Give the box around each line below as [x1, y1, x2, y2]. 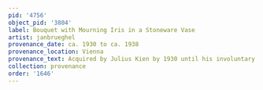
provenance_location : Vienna [8, 48, 104, 56]
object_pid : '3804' [8, 19, 72, 27]
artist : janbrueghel [8, 33, 76, 41]
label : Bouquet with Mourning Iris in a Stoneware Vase [8, 26, 195, 34]
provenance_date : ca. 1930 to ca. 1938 [8, 41, 139, 49]
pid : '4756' [8, 11, 47, 20]
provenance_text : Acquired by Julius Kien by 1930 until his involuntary [8, 56, 256, 63]
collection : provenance [8, 63, 87, 70]
